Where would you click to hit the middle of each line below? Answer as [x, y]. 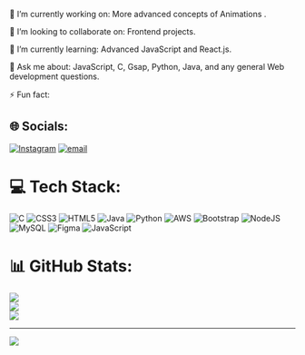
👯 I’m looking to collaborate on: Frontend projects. [103, 31]
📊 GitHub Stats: [71, 266]
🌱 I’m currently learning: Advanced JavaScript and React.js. [121, 49]
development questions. [54, 76]
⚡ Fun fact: [30, 94]
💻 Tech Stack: [65, 187]
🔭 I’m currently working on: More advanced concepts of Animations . [138, 14]
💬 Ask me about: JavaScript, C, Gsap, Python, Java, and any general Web [147, 67]
